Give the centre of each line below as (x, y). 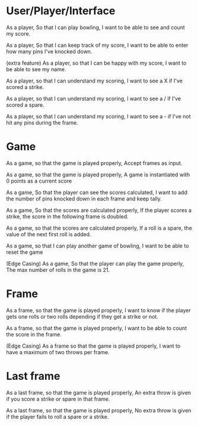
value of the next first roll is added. (49, 234)
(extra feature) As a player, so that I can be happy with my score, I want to (96, 63)
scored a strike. (25, 87)
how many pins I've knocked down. (49, 51)
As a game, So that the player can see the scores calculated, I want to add (97, 192)
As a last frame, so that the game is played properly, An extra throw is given (99, 392)
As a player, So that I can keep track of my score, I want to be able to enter (97, 45)
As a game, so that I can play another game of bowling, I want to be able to (98, 246)
